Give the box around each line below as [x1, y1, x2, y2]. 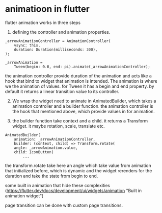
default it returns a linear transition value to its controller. [5, 88, 119, 94]
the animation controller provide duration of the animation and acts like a [5, 72, 152, 79]
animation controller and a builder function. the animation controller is [12, 103, 153, 109]
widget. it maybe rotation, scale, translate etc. [12, 123, 105, 129]
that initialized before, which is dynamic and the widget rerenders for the [5, 167, 152, 173]
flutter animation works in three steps [5, 20, 81, 25]
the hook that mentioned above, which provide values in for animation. [12, 108, 155, 114]
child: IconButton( [14, 149, 54, 155]
